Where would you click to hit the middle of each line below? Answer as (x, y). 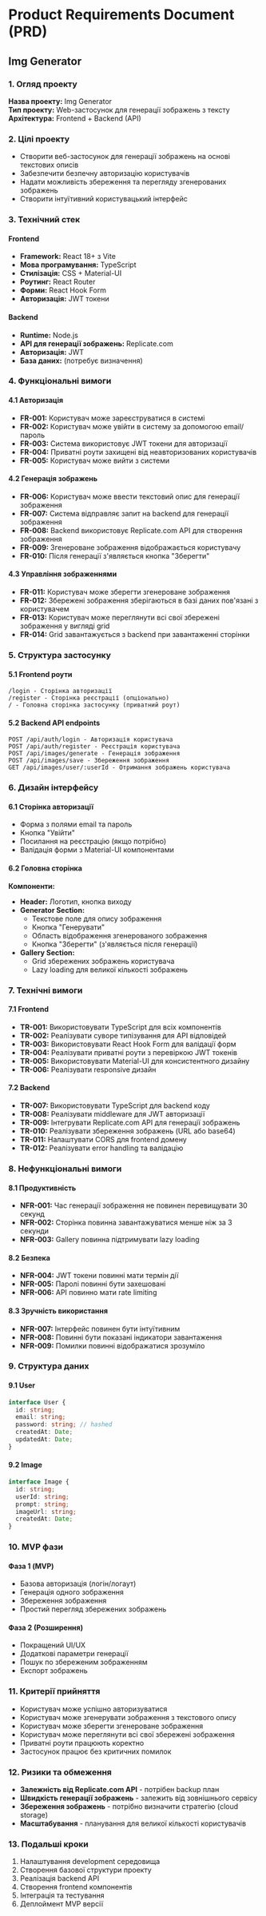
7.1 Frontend (29, 1010)
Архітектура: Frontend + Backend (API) (75, 118)
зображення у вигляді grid (65, 626)
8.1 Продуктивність (42, 1188)
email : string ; (41, 1417)
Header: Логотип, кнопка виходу (75, 902)
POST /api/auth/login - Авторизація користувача (91, 740)
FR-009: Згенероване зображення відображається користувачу (130, 547)
